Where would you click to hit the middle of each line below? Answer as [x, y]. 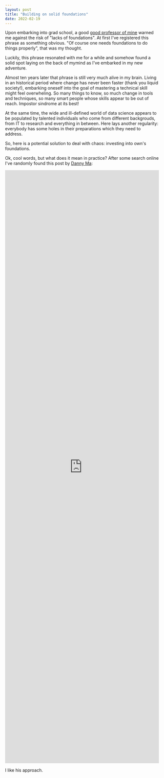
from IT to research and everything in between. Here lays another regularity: [82, 123]
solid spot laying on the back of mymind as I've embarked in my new [74, 63]
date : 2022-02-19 [23, 19]
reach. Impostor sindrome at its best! [42, 104]
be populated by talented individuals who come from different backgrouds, [80, 119]
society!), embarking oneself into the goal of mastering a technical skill [76, 88]
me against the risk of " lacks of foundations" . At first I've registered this [77, 38]
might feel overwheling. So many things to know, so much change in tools [79, 93]
